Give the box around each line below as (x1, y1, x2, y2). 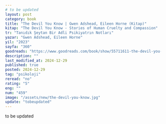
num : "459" (5, 90, 28, 95)
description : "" (5, 53, 39, 59)
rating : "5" (5, 81, 30, 86)
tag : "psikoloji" (5, 72, 41, 77)
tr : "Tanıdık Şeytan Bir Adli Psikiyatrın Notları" (5, 30, 114, 35)
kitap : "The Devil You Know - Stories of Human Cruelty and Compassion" (5, 26, 158, 31)
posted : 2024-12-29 (5, 67, 45, 72)
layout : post (5, 12, 32, 17)
